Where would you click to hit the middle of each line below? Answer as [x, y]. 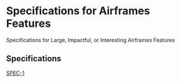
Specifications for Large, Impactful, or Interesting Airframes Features [90, 40]
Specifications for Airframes [78, 11]
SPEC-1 [15, 73]
